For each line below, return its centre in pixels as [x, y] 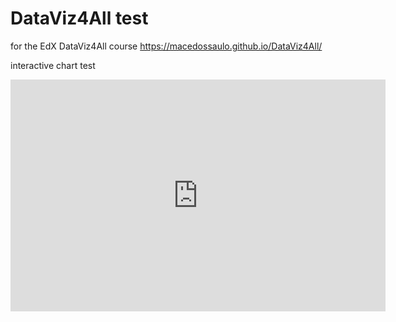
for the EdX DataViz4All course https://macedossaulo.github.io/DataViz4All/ [166, 46]
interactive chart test [53, 65]
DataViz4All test [79, 18]
